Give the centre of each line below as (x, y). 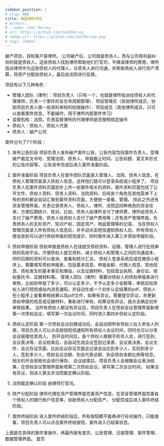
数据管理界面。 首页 (25, 439)
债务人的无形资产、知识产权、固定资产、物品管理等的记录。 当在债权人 (88, 224)
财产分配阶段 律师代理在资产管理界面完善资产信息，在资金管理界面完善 (83, 393)
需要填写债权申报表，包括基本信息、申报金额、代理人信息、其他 (89, 265)
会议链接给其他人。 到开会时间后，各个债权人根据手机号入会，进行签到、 (85, 336)
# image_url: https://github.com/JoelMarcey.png (55, 37)
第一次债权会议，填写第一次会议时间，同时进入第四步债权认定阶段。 (81, 314)
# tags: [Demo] (20, 42)
